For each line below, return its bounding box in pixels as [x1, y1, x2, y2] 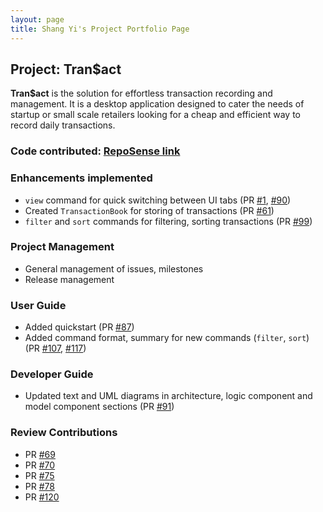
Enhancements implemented [10, 171, 153, 185]
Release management [24, 273, 115, 285]
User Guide [10, 298, 67, 312]
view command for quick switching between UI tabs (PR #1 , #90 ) [24, 194, 292, 206]
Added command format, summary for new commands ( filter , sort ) [24, 332, 310, 344]
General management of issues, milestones [24, 262, 204, 275]
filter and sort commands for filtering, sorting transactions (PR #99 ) [24, 215, 313, 227]
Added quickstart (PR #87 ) [24, 321, 135, 333]
